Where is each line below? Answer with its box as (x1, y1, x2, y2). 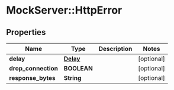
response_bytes (9, 74, 56, 82)
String (63, 74, 82, 82)
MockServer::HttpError (6, 4, 123, 17)
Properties (6, 27, 46, 37)
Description (98, 45, 133, 53)
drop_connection (9, 65, 58, 72)
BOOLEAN (63, 65, 93, 72)
